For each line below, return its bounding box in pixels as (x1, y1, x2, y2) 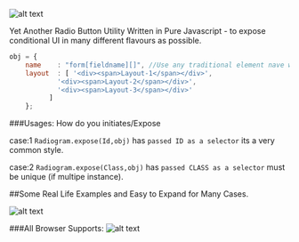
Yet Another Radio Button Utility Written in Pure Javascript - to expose (9, 26, 266, 36)
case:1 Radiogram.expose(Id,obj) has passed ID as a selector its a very (9, 135, 276, 146)
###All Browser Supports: (9, 223, 104, 234)
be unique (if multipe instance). (9, 172, 124, 182)
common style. (9, 145, 64, 156)
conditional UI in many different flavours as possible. (9, 36, 202, 45)
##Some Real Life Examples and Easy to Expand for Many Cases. (9, 189, 249, 199)
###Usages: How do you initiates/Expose (9, 118, 161, 129)
